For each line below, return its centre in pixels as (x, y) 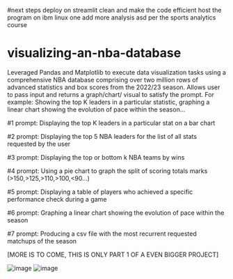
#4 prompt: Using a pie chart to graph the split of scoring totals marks (107, 171)
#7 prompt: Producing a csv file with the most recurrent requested (102, 234)
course (17, 25)
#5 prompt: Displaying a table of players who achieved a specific (100, 192)
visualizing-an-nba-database (94, 53)
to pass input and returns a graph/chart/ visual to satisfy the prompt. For (111, 94)
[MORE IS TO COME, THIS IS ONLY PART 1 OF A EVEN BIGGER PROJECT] (113, 255)
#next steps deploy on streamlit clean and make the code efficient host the (114, 10)
